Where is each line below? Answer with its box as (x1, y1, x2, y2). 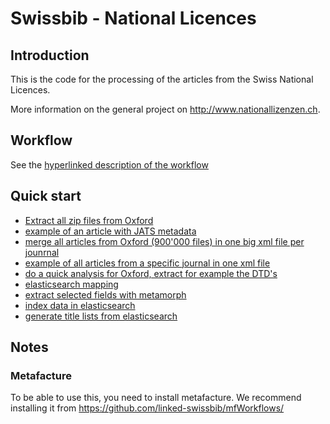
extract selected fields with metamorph (24, 288, 187, 301)
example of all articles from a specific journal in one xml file (24, 257, 271, 269)
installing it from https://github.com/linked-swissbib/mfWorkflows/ (10, 402, 285, 414)
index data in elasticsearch (24, 299, 136, 311)
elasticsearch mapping (24, 278, 119, 290)
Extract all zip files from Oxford (24, 214, 154, 226)
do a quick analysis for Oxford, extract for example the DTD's (24, 267, 278, 279)
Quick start (10, 188, 82, 205)
